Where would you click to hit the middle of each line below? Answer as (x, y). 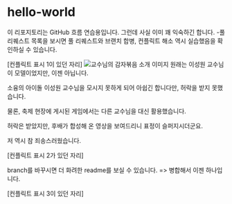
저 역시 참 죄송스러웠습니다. (44, 140)
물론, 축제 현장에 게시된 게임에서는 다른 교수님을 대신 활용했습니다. (97, 111)
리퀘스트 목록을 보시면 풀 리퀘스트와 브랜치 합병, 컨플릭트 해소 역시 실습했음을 (111, 41)
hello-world (42, 12)
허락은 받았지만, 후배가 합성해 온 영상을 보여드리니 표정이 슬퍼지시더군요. (105, 126)
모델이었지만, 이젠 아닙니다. (51, 73)
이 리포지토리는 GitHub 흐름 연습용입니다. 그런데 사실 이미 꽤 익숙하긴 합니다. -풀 (116, 32)
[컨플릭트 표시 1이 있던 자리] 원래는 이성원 (106, 64)
